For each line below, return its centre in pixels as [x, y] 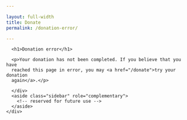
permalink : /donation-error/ [42, 28]
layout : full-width [30, 17]
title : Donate [24, 22]
